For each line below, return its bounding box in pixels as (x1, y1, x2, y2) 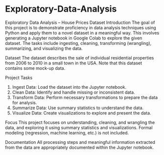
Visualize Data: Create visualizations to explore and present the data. (12, 110, 151, 116)
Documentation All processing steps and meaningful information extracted (5, 139, 155, 145)
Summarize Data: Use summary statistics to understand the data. (12, 105, 144, 111)
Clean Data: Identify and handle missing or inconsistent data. (12, 89, 136, 95)
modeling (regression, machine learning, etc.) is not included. (5, 130, 129, 136)
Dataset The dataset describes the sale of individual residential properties (5, 55, 154, 60)
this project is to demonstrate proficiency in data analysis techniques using (5, 24, 157, 30)
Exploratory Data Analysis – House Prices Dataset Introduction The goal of (5, 19, 155, 25)
